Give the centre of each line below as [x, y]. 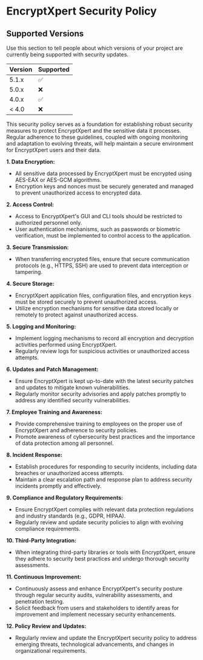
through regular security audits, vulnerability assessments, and [94, 595]
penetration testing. [40, 602]
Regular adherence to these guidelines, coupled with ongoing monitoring [97, 137]
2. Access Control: [30, 205]
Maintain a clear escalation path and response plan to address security [104, 479]
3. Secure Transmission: [38, 247]
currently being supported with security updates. [68, 55]
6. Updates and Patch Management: [52, 369]
